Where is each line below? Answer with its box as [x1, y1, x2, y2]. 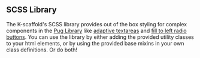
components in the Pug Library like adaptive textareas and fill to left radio [6, 27, 187, 34]
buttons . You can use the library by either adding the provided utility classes [6, 33, 195, 41]
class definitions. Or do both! [6, 46, 78, 53]
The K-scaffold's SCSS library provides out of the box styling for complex [6, 20, 187, 28]
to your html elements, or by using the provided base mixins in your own [6, 39, 184, 47]
